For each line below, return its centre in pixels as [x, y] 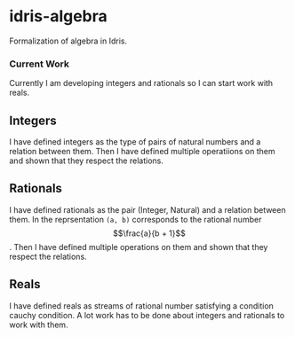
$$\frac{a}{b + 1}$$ [149, 233]
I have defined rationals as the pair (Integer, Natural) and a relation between [147, 209]
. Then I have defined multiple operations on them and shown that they [139, 247]
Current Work [39, 64]
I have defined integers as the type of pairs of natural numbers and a [135, 142]
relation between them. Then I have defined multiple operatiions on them [142, 152]
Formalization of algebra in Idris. [68, 41]
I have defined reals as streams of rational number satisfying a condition [141, 306]
